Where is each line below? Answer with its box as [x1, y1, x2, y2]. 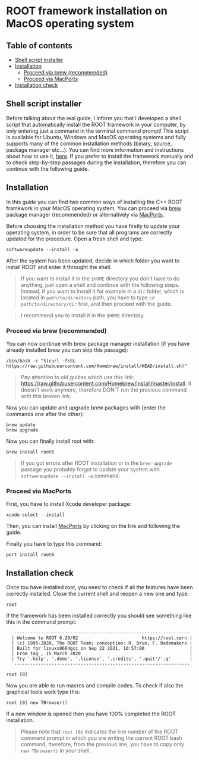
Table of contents [6, 40, 72, 51]
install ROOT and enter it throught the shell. [6, 263, 112, 270]
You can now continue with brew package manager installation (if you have [6, 340, 190, 347]
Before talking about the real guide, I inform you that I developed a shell [6, 114, 181, 121]
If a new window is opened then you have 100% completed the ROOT [6, 710, 176, 718]
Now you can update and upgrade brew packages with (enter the [6, 404, 166, 411]
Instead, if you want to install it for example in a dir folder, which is [20, 287, 184, 295]
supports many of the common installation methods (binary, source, [6, 140, 172, 147]
